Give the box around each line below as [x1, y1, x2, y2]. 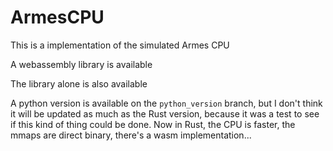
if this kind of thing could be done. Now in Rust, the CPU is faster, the [10, 118, 296, 130]
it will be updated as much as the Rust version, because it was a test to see [10, 107, 320, 120]
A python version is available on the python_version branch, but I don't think [10, 97, 323, 109]
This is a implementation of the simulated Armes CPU [10, 39, 230, 51]
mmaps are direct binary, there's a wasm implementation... [10, 129, 252, 141]
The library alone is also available [10, 77, 148, 90]
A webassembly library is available [10, 58, 153, 70]
